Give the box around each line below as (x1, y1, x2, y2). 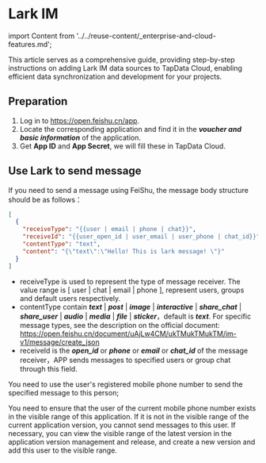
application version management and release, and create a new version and (8, 437, 256, 446)
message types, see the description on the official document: (19, 320, 220, 330)
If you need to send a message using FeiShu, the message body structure (8, 185, 249, 195)
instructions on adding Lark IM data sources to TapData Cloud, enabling (8, 63, 243, 72)
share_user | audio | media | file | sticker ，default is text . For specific (19, 311, 252, 321)
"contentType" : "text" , (22, 240, 101, 249)
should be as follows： (8, 195, 83, 204)
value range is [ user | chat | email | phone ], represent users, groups (19, 285, 245, 295)
